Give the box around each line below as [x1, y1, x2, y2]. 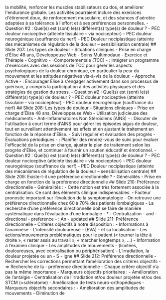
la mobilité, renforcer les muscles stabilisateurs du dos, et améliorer [5, 4, 145, 10]
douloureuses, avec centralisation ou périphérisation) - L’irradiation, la [5, 248, 150, 254]
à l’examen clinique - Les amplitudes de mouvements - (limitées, [5, 243, 138, 248]
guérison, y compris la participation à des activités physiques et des [5, 84, 146, 89]
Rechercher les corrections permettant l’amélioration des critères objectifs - [5, 259, 161, 264]
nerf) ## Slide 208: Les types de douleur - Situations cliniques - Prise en [5, 105, 155, 111]
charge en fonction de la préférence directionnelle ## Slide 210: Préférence [5, 179, 160, 185]
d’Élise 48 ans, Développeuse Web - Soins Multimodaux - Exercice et [5, 52, 148, 58]
